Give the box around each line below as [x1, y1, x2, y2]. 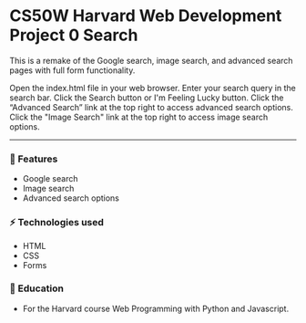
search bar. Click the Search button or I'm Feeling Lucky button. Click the [9, 92, 284, 103]
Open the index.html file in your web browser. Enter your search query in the [9, 82, 296, 93]
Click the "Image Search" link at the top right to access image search [9, 111, 269, 122]
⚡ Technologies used [9, 216, 105, 229]
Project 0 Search [9, 25, 138, 46]
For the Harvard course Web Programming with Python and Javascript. [22, 303, 290, 314]
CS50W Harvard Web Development [9, 5, 282, 26]
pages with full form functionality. [9, 65, 136, 76]
